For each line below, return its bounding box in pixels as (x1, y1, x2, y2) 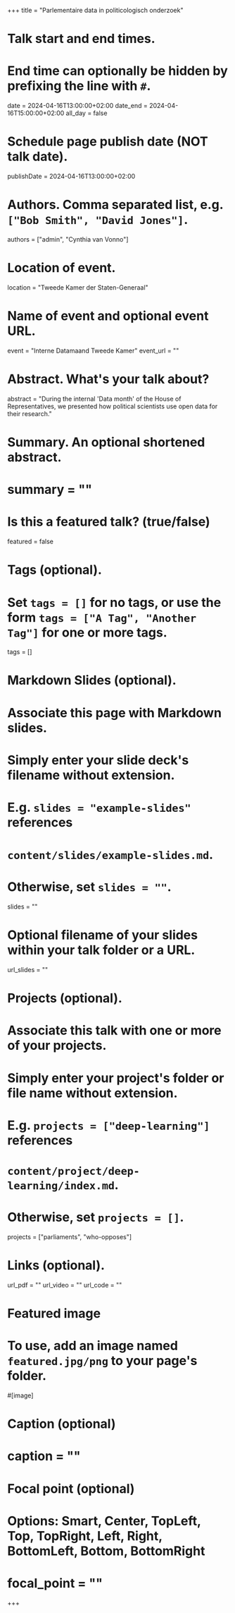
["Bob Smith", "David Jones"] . (7, 212, 189, 228)
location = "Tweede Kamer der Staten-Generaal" (7, 283, 149, 292)
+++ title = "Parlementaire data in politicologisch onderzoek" (7, 6, 184, 14)
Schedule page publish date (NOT (7, 134, 209, 150)
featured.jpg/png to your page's (7, 1353, 198, 1369)
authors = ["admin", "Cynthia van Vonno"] (7, 235, 129, 243)
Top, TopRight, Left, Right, (7, 1528, 163, 1544)
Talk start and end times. (7, 31, 155, 47)
